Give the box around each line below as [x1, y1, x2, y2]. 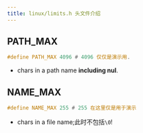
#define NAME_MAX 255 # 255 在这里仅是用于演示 [7, 105, 137, 112]
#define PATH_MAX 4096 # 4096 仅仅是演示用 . [7, 54, 131, 61]
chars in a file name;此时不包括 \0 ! [16, 118, 113, 126]
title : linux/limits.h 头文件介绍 [7, 10, 101, 17]
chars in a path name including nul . [16, 66, 118, 74]
